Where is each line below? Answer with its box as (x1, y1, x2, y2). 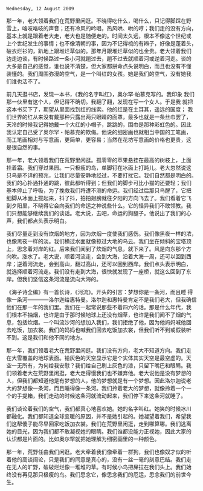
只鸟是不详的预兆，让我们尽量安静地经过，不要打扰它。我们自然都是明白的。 (6, 172, 197, 179)
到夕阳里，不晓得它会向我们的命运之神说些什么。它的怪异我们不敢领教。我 (6, 202, 192, 209)
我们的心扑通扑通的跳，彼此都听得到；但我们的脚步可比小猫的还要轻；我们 (6, 179, 192, 186)
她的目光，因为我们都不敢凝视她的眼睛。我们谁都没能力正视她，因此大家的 (6, 428, 192, 435)
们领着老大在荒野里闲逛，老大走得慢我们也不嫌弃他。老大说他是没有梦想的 (6, 370, 192, 376)
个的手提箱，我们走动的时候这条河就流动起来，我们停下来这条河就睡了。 (6, 392, 186, 399)
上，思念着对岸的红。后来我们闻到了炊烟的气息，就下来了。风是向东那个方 (6, 245, 192, 252)
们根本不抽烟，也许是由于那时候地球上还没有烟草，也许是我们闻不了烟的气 (6, 311, 192, 318)
